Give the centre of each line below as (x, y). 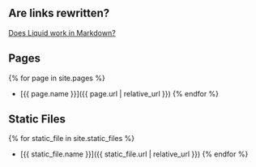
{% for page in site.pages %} (57, 78)
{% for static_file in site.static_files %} (72, 139)
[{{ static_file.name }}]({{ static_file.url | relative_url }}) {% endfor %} (134, 154)
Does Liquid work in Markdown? (62, 32)
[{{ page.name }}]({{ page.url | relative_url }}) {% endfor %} (119, 93)
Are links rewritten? (59, 13)
